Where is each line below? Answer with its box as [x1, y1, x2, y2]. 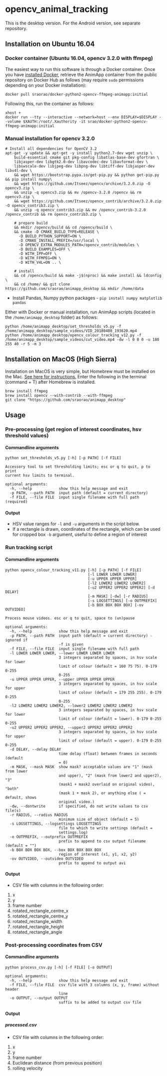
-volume [5, 119, 21, 124]
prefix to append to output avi [58, 861, 126, 866]
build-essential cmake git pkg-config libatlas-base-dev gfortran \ [14, 155, 160, 160]
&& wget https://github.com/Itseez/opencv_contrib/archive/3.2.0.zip [14, 198, 162, 203]
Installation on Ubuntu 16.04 [5, 40, 95, 48]
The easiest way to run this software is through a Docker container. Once [5, 66, 156, 72]
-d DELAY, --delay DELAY [9, 747, 61, 752]
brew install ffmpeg [5, 388, 48, 393]
